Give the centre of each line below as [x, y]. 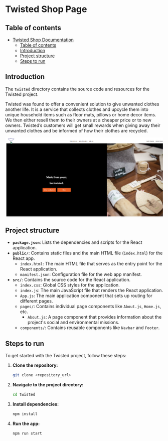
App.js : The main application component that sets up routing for [86, 296]
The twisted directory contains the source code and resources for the [77, 89]
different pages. [36, 301]
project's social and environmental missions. [73, 323]
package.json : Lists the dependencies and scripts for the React [77, 242]
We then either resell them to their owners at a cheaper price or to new [78, 120]
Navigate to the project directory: [48, 385]
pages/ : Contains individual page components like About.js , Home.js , [91, 307]
